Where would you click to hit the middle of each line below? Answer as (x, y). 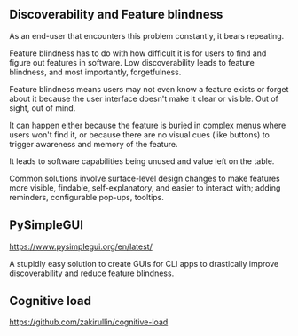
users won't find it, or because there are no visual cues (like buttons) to (140, 134)
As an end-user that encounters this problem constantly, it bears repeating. (147, 35)
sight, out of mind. (43, 108)
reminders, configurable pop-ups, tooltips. (86, 197)
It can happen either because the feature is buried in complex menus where (148, 125)
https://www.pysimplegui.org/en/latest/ (81, 246)
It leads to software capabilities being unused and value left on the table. (142, 161)
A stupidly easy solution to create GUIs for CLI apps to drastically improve (144, 263)
